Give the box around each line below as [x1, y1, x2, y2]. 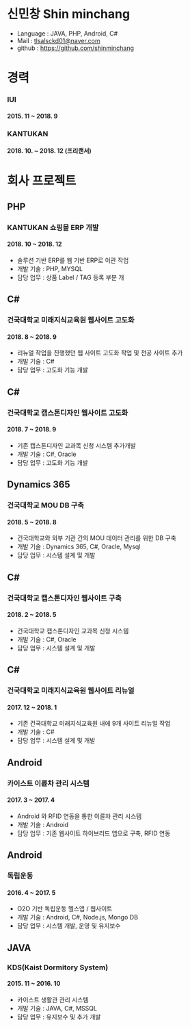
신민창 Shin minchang [7, 6, 131, 22]
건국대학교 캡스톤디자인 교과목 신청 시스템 [16, 626, 129, 635]
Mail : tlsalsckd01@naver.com [16, 36, 100, 45]
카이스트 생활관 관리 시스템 [16, 996, 89, 1004]
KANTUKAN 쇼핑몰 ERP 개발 [7, 223, 99, 232]
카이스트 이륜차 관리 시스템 [7, 778, 90, 788]
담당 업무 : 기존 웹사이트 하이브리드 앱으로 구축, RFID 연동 [16, 829, 171, 837]
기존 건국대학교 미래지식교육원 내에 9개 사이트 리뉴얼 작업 [16, 720, 171, 728]
